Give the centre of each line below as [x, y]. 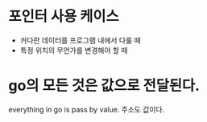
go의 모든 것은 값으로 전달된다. [104, 86]
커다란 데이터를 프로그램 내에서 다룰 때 [80, 40]
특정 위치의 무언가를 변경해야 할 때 [74, 50]
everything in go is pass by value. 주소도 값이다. [87, 109]
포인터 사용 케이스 [64, 16]
